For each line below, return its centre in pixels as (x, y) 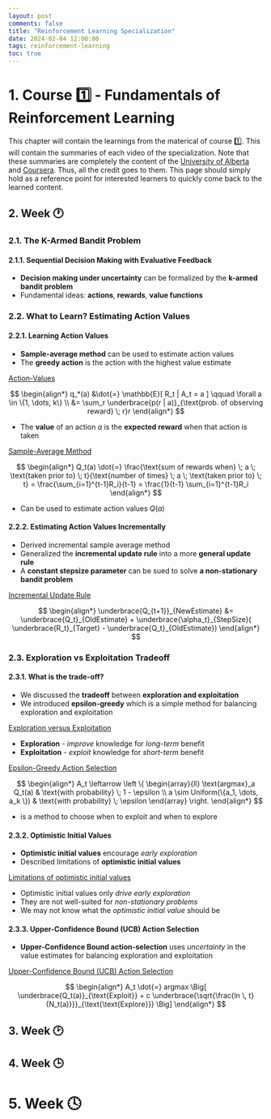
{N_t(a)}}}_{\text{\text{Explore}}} (100, 1004)
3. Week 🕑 (36, 1031)
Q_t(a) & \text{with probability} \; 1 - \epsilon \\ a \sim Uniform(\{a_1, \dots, (136, 792)
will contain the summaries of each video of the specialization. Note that (129, 152)
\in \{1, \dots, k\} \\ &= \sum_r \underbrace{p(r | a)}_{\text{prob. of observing (136, 402)
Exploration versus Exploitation (60, 727)
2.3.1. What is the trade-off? (56, 677)
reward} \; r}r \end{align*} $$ (136, 411)
